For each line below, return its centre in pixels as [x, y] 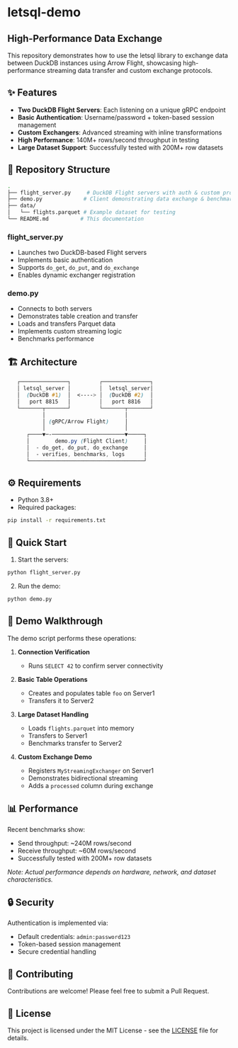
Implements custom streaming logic [70, 331]
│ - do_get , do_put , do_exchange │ [86, 448]
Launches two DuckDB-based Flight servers [82, 253]
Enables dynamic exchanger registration [76, 275]
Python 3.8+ [36, 500]
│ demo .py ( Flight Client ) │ [86, 441]
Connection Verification [53, 651]
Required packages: [47, 508]
